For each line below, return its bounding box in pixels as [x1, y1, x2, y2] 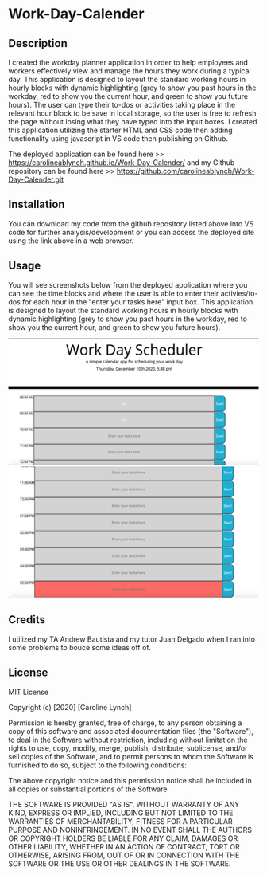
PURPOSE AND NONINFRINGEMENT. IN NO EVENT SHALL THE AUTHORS [8, 825, 253, 834]
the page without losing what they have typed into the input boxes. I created [8, 117, 257, 126]
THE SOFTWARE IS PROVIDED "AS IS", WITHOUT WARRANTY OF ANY [8, 799, 240, 809]
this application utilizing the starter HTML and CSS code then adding [8, 125, 233, 135]
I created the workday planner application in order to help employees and [8, 57, 249, 67]
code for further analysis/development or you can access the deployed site [8, 227, 255, 237]
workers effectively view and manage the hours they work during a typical [8, 66, 252, 76]
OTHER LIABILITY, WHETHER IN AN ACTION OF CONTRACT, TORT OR [8, 842, 240, 851]
